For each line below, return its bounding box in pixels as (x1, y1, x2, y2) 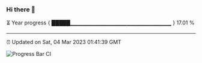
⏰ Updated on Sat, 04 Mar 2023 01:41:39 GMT (6, 39, 121, 46)
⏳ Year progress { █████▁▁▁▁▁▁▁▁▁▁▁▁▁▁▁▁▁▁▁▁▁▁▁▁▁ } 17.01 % (6, 19, 195, 26)
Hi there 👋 (6, 5, 36, 14)
